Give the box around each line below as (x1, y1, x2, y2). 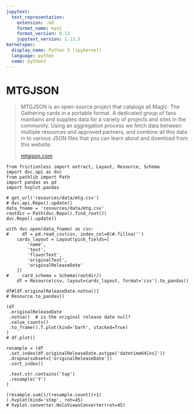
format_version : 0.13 (17, 31, 70, 37)
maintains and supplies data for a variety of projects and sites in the (20, 116, 186, 123)
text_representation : (11, 14, 65, 20)
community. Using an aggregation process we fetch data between (20, 122, 182, 129)
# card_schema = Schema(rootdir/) (6, 273, 102, 279)
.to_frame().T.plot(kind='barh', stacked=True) (8, 325, 128, 330)
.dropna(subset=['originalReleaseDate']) (8, 356, 112, 362)
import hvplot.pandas (6, 185, 60, 191)
